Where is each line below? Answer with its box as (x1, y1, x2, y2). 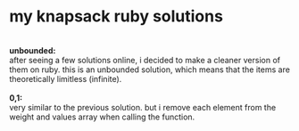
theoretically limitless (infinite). (9, 73, 122, 84)
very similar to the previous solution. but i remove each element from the (9, 102, 277, 112)
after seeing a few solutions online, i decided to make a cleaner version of (9, 54, 281, 65)
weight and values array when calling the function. (9, 111, 195, 122)
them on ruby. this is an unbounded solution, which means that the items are (9, 64, 290, 75)
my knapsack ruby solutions (9, 6, 223, 27)
